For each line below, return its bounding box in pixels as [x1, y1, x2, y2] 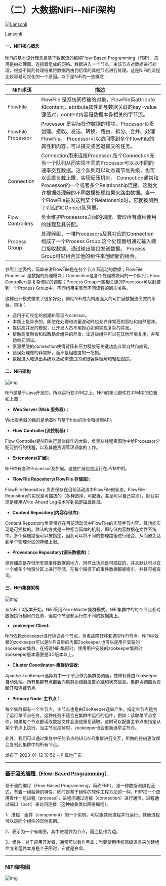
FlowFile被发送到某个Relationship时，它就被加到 [46, 197, 159, 204]
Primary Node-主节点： [12, 695, 61, 701]
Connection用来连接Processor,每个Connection [41, 152, 150, 159]
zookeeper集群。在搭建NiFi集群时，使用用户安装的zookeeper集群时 [5, 645, 143, 651]
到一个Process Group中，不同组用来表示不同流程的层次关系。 [5, 285, 131, 291]
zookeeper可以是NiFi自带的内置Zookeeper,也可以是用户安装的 [13, 639, 140, 645]
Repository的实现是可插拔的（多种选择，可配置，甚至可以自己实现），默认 [5, 493, 155, 499]
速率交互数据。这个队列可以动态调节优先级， [41, 167, 145, 174]
